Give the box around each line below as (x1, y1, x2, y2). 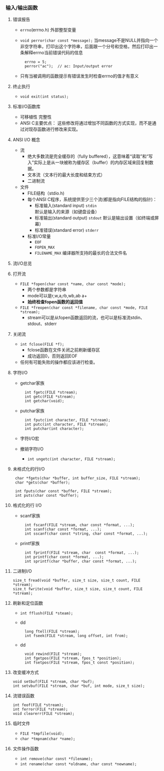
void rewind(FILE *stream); (24, 651, 82, 657)
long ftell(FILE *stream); (24, 629, 80, 634)
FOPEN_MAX (34, 245, 55, 250)
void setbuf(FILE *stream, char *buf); (12, 679, 95, 684)
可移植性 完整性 (20, 114, 52, 120)
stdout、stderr (27, 321, 57, 327)
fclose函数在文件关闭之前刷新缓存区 (27, 347, 100, 353)
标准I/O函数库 (12, 103, 41, 109)
